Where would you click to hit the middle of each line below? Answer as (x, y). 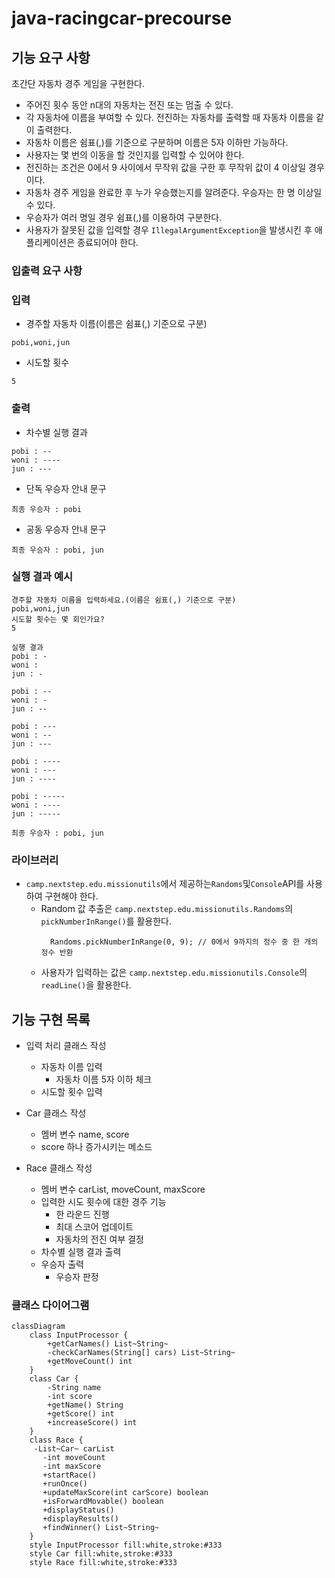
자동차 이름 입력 (71, 1066)
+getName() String (85, 1405)
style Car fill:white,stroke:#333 (101, 1554)
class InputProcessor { (79, 1335)
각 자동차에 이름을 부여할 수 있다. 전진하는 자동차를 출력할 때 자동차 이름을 (169, 117)
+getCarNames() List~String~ (108, 1344)
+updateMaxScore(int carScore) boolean (125, 1493)
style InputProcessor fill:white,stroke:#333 (126, 1545)
